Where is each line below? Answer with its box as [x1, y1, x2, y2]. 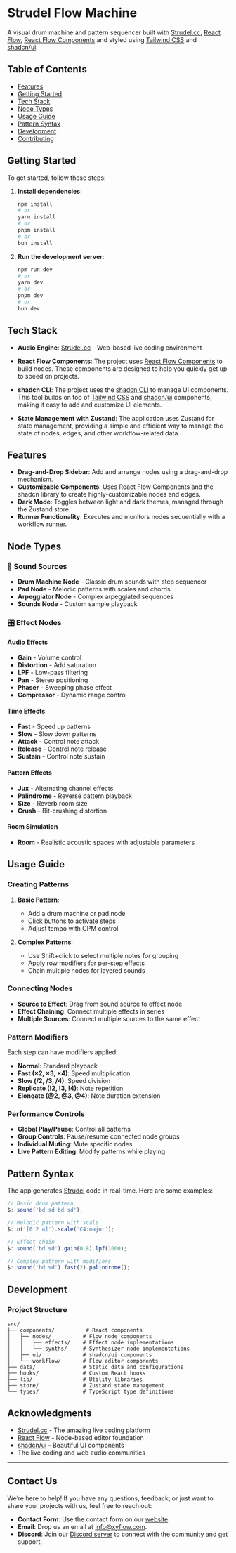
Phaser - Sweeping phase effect [17, 683, 112, 692]
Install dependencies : [17, 187, 82, 195]
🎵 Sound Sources [7, 561, 67, 571]
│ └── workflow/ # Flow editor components [7, 1357, 159, 1364]
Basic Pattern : [17, 896, 60, 904]
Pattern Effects [7, 768, 53, 777]
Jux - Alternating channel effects [17, 784, 114, 792]
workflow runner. [17, 520, 67, 528]
